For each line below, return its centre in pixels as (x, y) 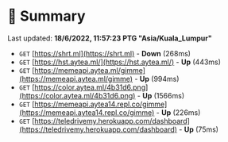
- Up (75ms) (199, 129)
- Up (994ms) (157, 79)
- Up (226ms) (178, 112)
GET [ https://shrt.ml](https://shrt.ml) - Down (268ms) (105, 53)
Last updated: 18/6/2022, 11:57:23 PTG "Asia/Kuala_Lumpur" (110, 38)
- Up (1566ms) (160, 95)
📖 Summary (46, 16)
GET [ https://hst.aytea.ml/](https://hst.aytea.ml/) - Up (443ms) (120, 62)
